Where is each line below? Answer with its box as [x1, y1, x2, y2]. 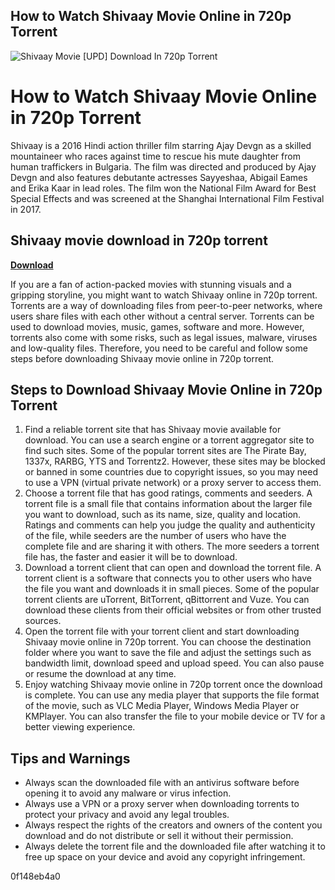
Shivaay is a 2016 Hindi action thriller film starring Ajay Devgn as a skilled [10, 139, 312, 151]
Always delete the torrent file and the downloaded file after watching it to [24, 840, 326, 853]
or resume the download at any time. [24, 668, 177, 680]
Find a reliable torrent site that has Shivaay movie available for [24, 424, 282, 436]
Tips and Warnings [10, 750, 131, 767]
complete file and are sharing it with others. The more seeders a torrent [24, 540, 320, 553]
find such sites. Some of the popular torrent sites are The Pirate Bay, [24, 445, 307, 457]
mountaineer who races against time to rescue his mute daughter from [10, 150, 301, 162]
